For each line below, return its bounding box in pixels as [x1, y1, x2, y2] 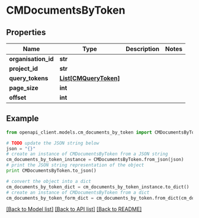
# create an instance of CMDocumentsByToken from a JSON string [6, 151, 168, 157]
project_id [9, 65, 38, 72]
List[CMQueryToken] [59, 74, 120, 82]
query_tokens [9, 74, 49, 82]
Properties [6, 27, 46, 37]
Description [126, 45, 160, 53]
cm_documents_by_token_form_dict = [6, 195, 94, 201]
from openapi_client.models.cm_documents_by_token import [6, 129, 152, 135]
